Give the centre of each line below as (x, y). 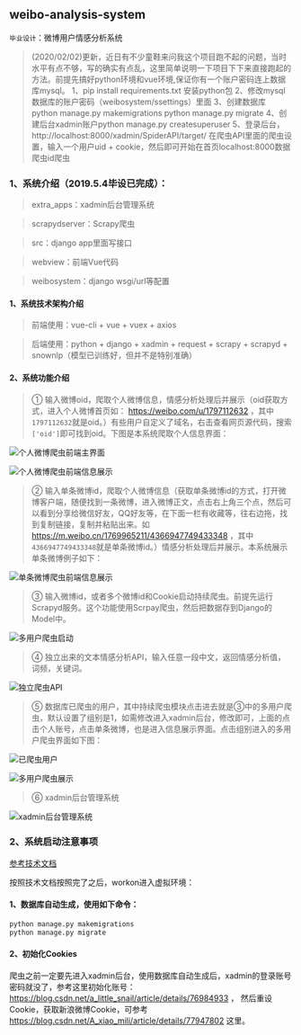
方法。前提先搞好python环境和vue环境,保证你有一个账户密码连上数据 (159, 79)
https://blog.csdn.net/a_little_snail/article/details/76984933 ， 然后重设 (141, 998)
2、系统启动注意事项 (54, 842)
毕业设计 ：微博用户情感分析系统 (66, 37)
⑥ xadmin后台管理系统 (75, 797)
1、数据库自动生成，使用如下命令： (74, 905)
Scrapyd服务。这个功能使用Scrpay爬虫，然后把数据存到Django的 (151, 607)
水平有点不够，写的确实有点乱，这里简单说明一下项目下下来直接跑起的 (161, 67)
